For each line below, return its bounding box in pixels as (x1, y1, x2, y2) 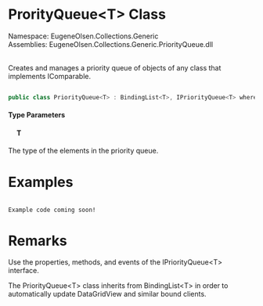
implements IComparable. (8, 71, 92, 81)
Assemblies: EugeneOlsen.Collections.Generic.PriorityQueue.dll (8, 39, 214, 49)
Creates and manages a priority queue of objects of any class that (8, 63, 222, 72)
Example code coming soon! (8, 206, 96, 214)
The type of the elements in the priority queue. (8, 146, 159, 155)
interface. (8, 266, 39, 275)
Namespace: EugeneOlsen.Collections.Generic (8, 31, 159, 41)
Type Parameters (8, 110, 66, 120)
